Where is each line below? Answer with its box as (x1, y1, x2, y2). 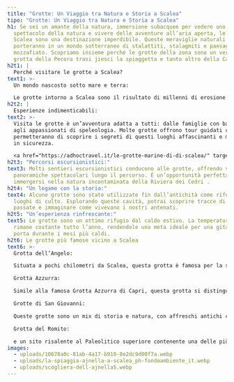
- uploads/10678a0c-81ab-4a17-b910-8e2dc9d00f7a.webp (13, 351, 173, 358)
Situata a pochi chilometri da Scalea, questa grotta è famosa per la (13, 263, 223, 270)
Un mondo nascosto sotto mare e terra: (13, 82, 130, 89)
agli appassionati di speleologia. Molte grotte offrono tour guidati (13, 126, 223, 133)
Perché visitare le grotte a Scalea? (13, 68, 123, 75)
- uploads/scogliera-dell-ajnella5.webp (13, 364, 132, 371)
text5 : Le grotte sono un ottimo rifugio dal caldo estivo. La (7, 217, 195, 224)
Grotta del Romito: (13, 325, 70, 332)
